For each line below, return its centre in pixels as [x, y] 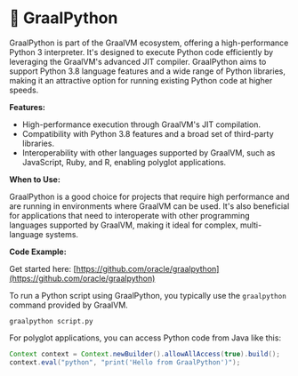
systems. [61, 234]
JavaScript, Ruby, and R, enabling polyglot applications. [124, 162]
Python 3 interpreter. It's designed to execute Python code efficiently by [141, 52]
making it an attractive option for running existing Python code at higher [141, 80]
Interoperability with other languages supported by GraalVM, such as [149, 152]
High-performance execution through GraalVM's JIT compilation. [141, 124]
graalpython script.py [51, 321]
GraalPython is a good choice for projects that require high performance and [149, 196]
